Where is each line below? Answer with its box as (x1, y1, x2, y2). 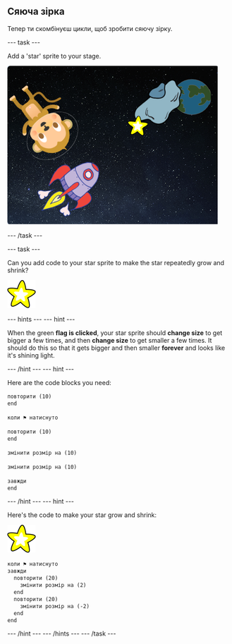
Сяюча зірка (7, 6, 65, 18)
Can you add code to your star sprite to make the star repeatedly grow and (7, 258, 224, 267)
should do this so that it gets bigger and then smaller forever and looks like (7, 344, 226, 352)
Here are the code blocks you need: (7, 378, 111, 387)
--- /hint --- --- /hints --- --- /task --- (7, 629, 116, 638)
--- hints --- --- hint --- (7, 315, 75, 323)
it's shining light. (7, 351, 55, 359)
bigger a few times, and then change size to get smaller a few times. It (7, 336, 212, 344)
